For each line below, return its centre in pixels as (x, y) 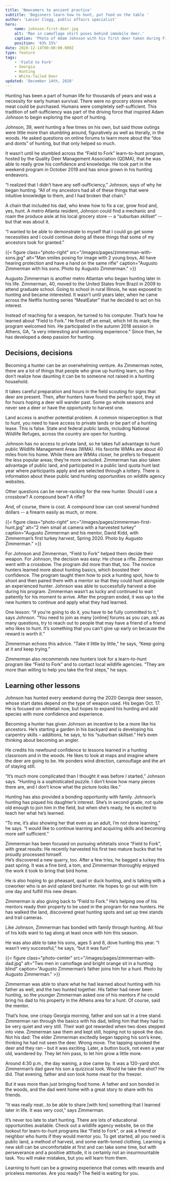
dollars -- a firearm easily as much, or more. (51, 512)
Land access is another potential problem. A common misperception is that (84, 417)
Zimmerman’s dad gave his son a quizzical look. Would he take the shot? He (85, 1069)
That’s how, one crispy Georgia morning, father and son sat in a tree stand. (83, 1016)
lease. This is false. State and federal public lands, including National (77, 428)
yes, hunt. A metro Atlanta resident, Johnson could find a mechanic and (80, 211)
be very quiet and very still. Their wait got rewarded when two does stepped (85, 1027)
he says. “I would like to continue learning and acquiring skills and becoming (85, 828)
